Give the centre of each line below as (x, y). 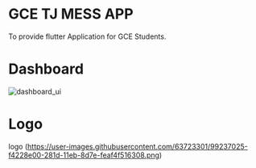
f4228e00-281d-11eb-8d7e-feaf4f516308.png (84, 155)
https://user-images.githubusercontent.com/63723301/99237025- (137, 146)
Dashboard (46, 69)
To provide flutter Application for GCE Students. (87, 36)
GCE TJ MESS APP (71, 14)
